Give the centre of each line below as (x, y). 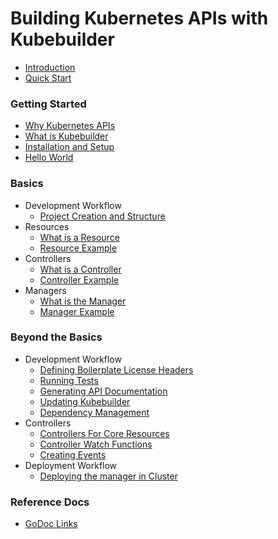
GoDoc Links (51, 524)
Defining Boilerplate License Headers (116, 369)
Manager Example (77, 311)
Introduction (50, 67)
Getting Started (48, 104)
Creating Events (73, 454)
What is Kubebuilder (66, 136)
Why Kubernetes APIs (70, 126)
